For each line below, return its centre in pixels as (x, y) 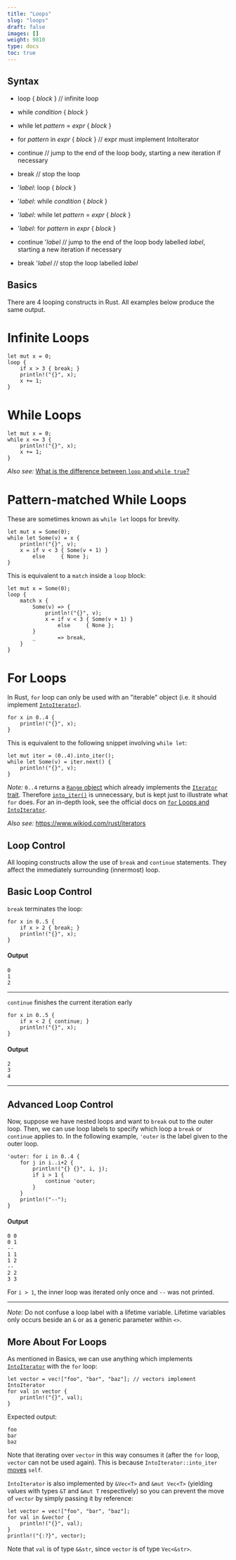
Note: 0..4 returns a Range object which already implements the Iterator (112, 787)
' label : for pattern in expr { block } (67, 228)
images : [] (23, 33)
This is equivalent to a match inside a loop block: (77, 576)
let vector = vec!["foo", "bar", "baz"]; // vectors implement (102, 1379)
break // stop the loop (49, 173)
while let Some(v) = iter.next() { (59, 762)
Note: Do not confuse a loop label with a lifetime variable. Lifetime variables (117, 1312)
